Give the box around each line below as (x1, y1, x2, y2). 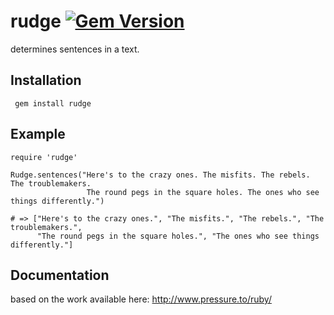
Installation (10, 72, 82, 89)
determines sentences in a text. (10, 43, 140, 55)
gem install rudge (14, 98, 92, 109)
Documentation (10, 266, 110, 284)
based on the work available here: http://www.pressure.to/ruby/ (10, 293, 272, 305)
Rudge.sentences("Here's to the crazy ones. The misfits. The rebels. (10, 170, 311, 180)
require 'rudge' (10, 152, 78, 162)
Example (10, 126, 66, 143)
